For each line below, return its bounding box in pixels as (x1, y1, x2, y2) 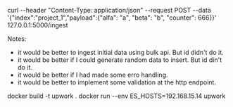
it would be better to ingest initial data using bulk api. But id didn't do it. (17, 49, 224, 56)
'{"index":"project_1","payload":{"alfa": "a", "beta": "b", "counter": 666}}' (7, 13, 217, 22)
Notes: (7, 34, 27, 43)
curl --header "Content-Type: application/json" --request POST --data (7, 6, 211, 14)
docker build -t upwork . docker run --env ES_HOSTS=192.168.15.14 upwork (7, 92, 226, 100)
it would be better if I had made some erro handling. (17, 70, 168, 79)
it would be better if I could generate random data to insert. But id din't (17, 56, 222, 64)
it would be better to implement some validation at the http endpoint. (17, 78, 217, 87)
